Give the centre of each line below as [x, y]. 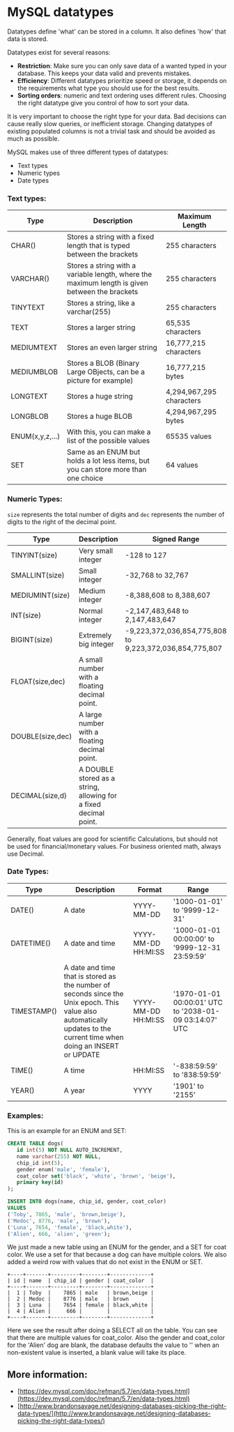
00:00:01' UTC [198, 1002]
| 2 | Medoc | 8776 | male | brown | [81, 1299]
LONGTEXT [29, 397]
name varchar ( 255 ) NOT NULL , [58, 1156]
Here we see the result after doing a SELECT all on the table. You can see [112, 1330]
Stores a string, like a [101, 303]
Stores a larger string [101, 328]
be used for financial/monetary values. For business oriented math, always [114, 846]
